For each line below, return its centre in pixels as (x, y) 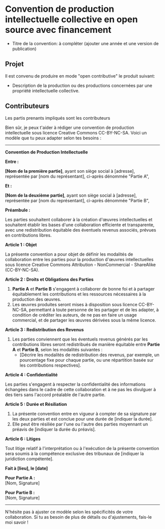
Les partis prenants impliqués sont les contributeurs (58, 118)
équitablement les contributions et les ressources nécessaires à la (79, 294)
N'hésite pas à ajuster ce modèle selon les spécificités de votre (69, 512)
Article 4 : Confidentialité (31, 374)
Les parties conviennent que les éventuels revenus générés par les (80, 339)
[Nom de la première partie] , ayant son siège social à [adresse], (70, 171)
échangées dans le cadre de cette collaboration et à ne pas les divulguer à (81, 389)
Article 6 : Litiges (23, 439)
